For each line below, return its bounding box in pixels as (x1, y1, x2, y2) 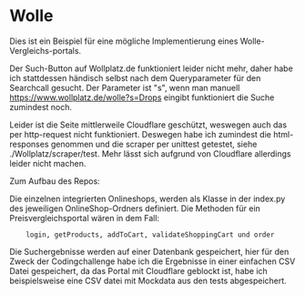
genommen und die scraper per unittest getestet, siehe (50, 138, 258, 149)
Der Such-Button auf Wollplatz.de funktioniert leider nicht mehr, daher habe (9, 63, 293, 74)
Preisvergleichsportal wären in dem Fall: (9, 212, 160, 223)
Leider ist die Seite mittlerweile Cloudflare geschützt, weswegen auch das (9, 119, 288, 130)
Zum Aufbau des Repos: (9, 175, 100, 187)
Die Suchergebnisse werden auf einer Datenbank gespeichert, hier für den (9, 246, 290, 257)
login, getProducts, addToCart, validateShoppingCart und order (25, 229, 275, 239)
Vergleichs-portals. (9, 45, 82, 56)
